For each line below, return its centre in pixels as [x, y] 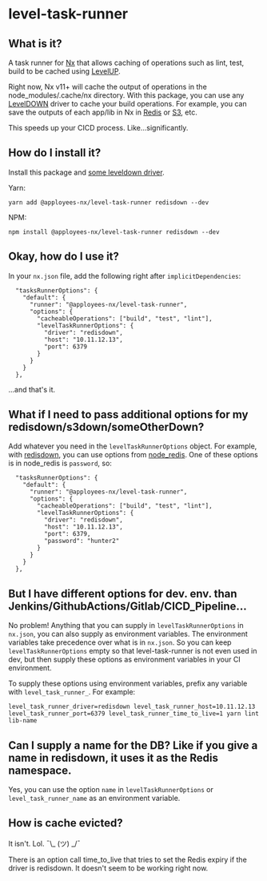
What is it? [35, 44]
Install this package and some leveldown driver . [87, 172]
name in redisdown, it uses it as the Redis [113, 758]
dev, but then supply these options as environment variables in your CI [125, 660]
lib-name [23, 721]
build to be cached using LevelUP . [65, 71]
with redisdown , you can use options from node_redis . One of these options [133, 455]
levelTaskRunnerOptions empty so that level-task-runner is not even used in [133, 651]
